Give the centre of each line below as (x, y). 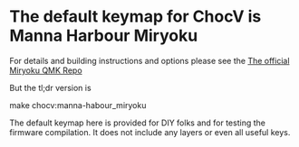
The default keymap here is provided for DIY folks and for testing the (137, 123)
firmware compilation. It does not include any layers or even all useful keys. (150, 132)
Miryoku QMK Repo (46, 70)
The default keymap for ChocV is (135, 17)
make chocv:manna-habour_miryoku (78, 105)
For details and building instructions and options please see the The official (149, 60)
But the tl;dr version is (51, 87)
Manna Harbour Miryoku (104, 36)
